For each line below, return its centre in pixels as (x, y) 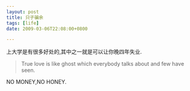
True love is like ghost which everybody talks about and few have (103, 64)
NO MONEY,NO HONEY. (36, 82)
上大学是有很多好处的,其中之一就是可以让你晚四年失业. (74, 52)
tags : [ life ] (23, 23)
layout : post (23, 12)
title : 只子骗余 (25, 17)
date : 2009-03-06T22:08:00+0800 (47, 29)
